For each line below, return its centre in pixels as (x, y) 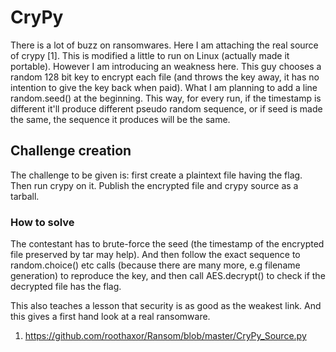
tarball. (25, 196)
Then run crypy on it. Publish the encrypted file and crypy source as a (154, 185)
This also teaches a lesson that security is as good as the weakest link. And (166, 306)
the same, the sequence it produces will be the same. (120, 119)
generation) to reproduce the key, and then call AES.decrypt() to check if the (168, 276)
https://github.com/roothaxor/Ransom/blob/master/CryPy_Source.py (165, 336)
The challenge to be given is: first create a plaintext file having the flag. (156, 175)
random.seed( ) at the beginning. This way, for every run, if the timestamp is (166, 98)
